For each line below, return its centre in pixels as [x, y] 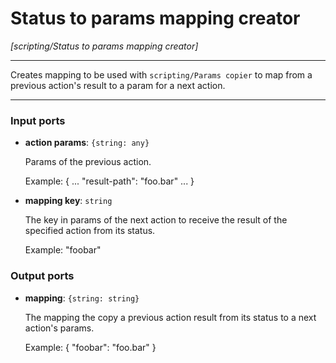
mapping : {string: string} [82, 298]
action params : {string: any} [87, 143]
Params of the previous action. [88, 162]
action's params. [59, 328]
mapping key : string [68, 201]
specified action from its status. [90, 231]
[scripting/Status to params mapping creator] [104, 46]
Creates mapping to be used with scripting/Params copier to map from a [161, 74]
